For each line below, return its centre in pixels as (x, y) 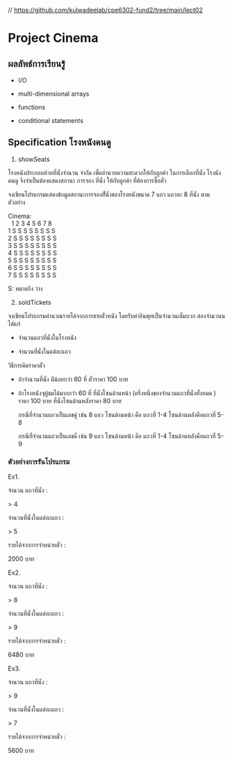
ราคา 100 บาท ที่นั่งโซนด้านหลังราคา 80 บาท (70, 400)
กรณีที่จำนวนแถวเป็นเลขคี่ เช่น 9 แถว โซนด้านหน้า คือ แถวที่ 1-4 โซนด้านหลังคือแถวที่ (117, 436)
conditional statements (51, 120)
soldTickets (34, 302)
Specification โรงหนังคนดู (59, 143)
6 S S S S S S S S (33, 267)
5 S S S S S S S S (32, 260)
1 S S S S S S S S (32, 230)
